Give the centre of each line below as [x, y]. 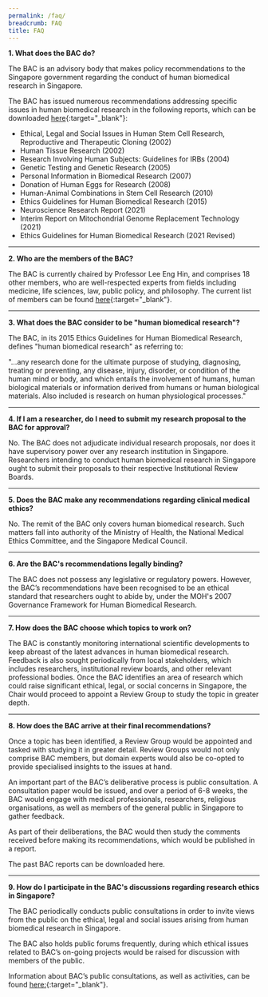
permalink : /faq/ [37, 16]
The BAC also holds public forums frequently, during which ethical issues [128, 943]
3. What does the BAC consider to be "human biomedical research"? [124, 323]
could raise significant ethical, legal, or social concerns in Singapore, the [128, 686]
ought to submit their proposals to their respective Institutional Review [123, 469]
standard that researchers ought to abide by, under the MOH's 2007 [120, 596]
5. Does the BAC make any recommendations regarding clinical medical [129, 500]
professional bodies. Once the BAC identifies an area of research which [126, 677]
